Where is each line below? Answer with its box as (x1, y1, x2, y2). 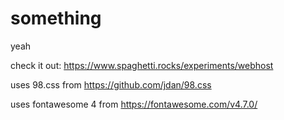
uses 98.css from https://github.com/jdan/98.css (10, 78, 212, 91)
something (10, 7, 102, 30)
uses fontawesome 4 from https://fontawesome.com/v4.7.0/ (10, 98, 258, 110)
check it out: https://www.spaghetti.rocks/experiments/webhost (10, 59, 274, 71)
